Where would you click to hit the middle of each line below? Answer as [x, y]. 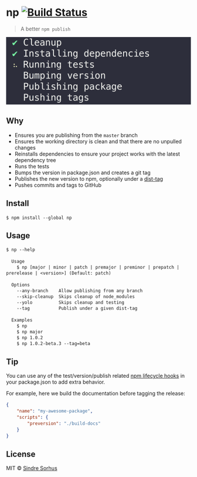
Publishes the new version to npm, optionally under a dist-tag [89, 178]
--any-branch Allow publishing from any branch [80, 291]
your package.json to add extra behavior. [56, 382]
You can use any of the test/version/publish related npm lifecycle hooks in [96, 376]
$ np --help [21, 250]
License [21, 454]
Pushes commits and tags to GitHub [58, 185]
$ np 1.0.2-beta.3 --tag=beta [54, 344]
